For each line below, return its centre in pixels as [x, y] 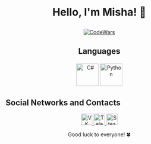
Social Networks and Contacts [63, 102]
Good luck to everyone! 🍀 [99, 134]
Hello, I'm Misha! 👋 [99, 12]
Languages [99, 51]
